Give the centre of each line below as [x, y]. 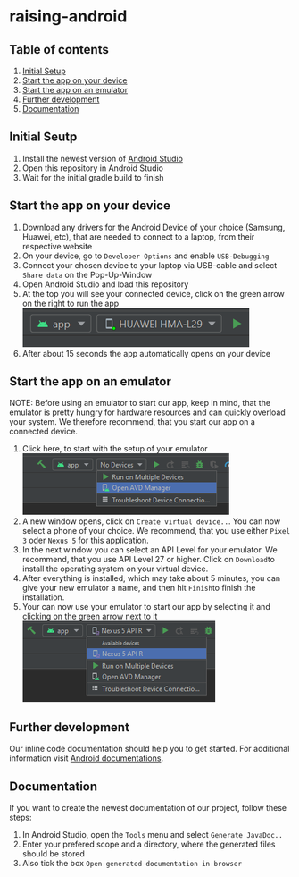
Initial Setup [44, 71]
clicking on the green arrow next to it [90, 616]
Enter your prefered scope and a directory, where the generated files [149, 844]
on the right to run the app [71, 303]
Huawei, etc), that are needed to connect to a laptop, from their [138, 236]
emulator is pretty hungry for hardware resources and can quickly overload [147, 412]
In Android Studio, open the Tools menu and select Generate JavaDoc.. [152, 835]
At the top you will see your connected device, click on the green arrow [154, 293]
